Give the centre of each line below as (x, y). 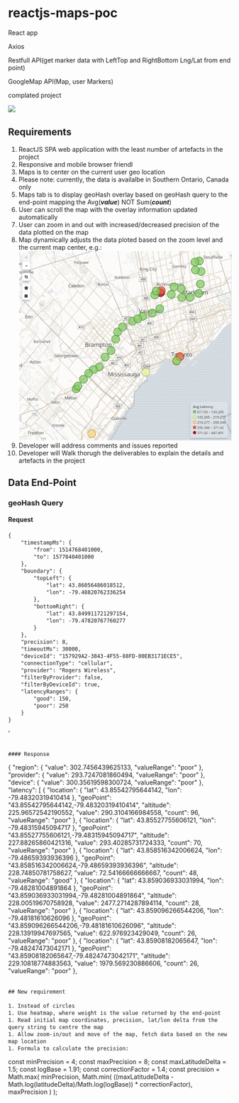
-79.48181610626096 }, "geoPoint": (60, 918)
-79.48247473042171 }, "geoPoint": (60, 948)
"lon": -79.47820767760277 (86, 621)
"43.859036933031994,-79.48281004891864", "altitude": (92, 896)
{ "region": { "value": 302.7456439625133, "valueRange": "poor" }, (106, 767)
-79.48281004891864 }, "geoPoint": (61, 888)
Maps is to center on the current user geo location (91, 172)
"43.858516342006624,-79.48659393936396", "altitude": (94, 865)
